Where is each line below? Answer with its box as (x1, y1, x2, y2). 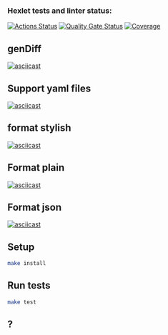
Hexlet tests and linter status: (7, 6, 112, 16)
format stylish (7, 122, 71, 134)
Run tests (7, 279, 51, 291)
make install (7, 260, 46, 267)
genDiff (7, 42, 41, 55)
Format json (7, 201, 62, 213)
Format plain (7, 161, 65, 174)
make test (7, 299, 37, 306)
